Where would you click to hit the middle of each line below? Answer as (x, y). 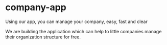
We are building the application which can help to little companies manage (83, 31)
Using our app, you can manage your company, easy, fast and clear (77, 21)
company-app (36, 7)
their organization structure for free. (43, 37)
